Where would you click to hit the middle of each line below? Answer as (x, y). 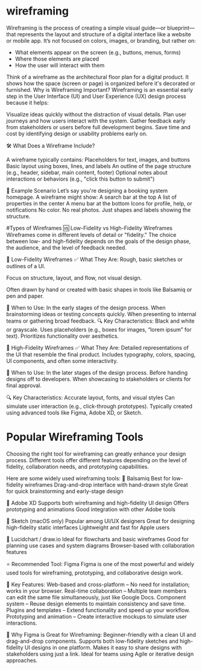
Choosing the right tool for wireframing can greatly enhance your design (96, 454)
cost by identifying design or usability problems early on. (77, 134)
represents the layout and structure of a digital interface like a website (104, 34)
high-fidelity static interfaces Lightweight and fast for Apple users (88, 527)
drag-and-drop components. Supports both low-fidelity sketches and (93, 641)
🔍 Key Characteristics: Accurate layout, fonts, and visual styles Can (90, 398)
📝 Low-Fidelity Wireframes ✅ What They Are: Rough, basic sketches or (94, 259)
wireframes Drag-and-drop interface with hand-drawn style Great (106, 485)
